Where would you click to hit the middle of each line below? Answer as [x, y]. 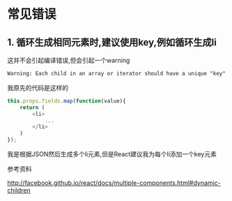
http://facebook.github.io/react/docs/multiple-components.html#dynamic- [114, 183]
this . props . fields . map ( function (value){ [67, 101]
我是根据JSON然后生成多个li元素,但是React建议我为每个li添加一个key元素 [112, 154]
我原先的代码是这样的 [38, 87]
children [19, 190]
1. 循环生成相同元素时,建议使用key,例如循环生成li [112, 42]
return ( [32, 107]
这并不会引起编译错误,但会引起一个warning [69, 60]
